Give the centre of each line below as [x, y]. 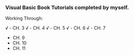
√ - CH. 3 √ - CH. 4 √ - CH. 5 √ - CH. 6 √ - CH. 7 [55, 28]
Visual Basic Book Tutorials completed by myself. [67, 7]
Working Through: [24, 18]
